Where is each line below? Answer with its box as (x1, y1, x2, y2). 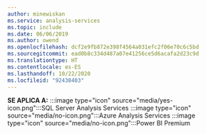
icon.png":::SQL (7, 104, 54, 113)
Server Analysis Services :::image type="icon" (55, 104, 192, 113)
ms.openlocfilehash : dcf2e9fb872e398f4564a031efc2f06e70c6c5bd (7, 43, 200, 51)
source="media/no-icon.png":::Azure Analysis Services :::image (7, 111, 196, 120)
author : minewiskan (7, 10, 66, 18)
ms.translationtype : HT (7, 57, 78, 64)
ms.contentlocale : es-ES (7, 63, 81, 71)
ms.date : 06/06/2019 (7, 30, 69, 38)
